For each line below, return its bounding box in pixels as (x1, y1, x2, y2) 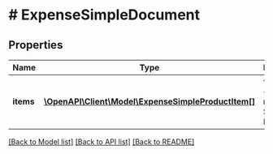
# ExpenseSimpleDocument (8, 6, 201, 24)
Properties (8, 38, 63, 52)
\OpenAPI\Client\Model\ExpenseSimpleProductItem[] (43, 96, 256, 107)
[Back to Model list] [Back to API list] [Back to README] (8, 137, 195, 147)
